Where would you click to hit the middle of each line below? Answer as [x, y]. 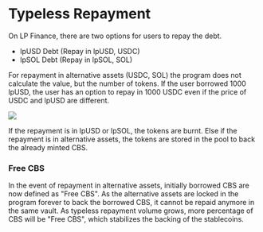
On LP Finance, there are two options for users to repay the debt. [115, 36]
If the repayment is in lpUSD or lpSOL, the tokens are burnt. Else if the [123, 130]
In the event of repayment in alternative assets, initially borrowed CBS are [129, 186]
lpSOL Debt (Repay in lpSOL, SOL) [76, 60]
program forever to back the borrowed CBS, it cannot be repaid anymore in [131, 203]
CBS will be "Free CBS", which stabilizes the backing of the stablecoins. [126, 219]
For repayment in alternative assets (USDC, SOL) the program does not [125, 75]
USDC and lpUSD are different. [59, 100]
